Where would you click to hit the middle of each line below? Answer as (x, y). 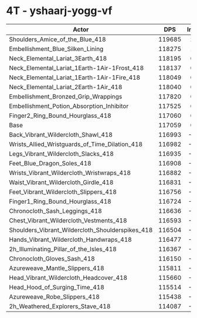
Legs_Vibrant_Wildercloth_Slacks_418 (62, 154)
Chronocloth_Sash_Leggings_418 (56, 211)
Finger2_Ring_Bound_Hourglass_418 (60, 116)
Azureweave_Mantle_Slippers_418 (57, 268)
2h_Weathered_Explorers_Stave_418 (60, 306)
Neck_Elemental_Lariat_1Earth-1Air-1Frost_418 (77, 67)
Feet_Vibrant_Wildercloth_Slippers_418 (63, 192)
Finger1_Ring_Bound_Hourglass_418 (60, 201)
